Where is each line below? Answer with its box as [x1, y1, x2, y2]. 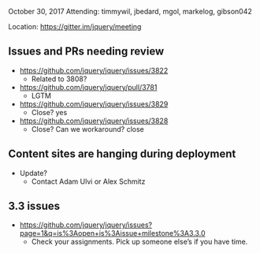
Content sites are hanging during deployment [8, 148, 236, 161]
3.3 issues [8, 200, 61, 213]
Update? [19, 168, 47, 177]
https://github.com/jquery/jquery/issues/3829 [19, 99, 169, 109]
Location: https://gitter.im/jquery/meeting [8, 22, 142, 31]
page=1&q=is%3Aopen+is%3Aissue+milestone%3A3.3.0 [19, 229, 206, 238]
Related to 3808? [31, 74, 87, 84]
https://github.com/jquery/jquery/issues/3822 [19, 65, 169, 75]
